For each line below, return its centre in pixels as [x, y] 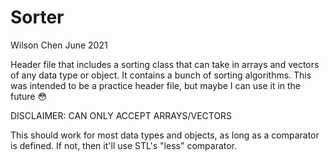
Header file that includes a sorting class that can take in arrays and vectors [165, 64]
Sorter [37, 17]
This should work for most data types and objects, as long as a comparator [165, 135]
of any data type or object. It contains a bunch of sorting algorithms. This [161, 75]
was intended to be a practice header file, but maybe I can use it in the [156, 85]
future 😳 [29, 96]
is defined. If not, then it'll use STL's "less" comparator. [124, 145]
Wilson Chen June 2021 [59, 45]
